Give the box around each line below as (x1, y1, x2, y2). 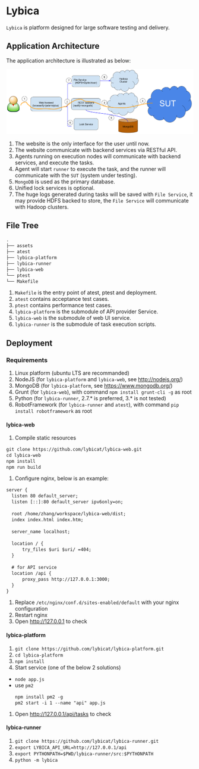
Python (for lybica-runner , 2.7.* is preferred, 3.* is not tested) (14, 395, 166, 402)
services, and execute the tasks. (14, 159, 94, 166)
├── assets (6, 243, 33, 249)
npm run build (6, 465, 42, 471)
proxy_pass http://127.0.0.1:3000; (21, 577, 110, 583)
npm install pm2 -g (14, 694, 64, 700)
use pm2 (14, 681, 34, 689)
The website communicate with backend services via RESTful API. (14, 146, 177, 153)
